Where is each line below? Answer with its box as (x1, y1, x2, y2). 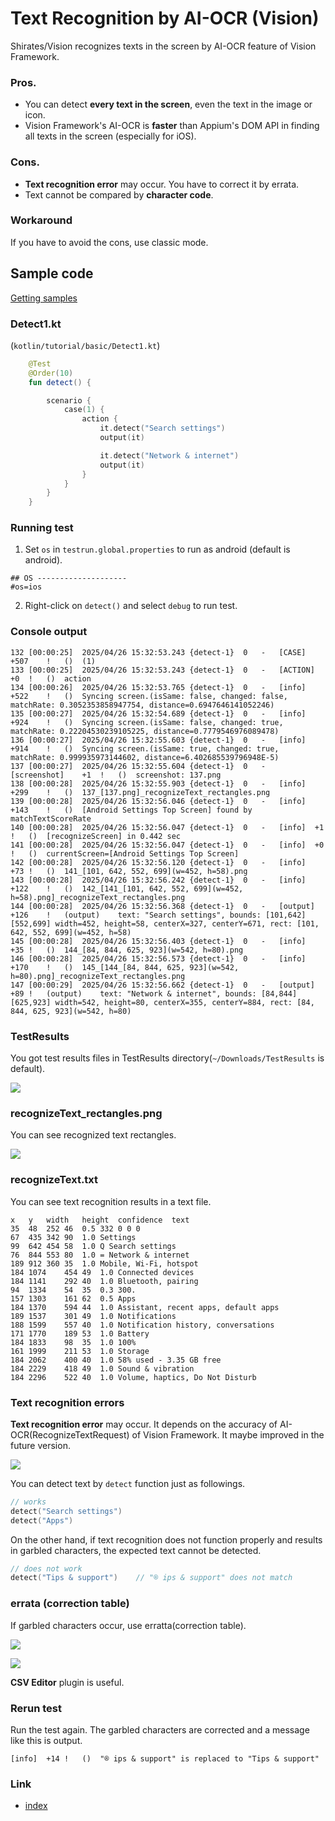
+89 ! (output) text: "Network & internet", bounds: (10, 988, 257, 999)
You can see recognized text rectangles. (10, 1129, 177, 1141)
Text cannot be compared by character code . (24, 188, 214, 201)
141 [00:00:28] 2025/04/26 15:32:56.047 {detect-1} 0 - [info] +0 (10, 840, 325, 850)
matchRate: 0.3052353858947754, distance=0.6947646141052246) (10, 700, 275, 710)
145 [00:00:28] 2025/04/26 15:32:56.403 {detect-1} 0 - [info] (10, 936, 307, 946)
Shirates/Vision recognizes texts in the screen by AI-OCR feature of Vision (10, 40, 317, 52)
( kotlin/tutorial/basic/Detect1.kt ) (10, 339, 161, 351)
